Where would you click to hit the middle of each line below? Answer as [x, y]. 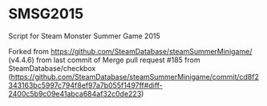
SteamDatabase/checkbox [52, 68]
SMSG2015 [46, 14]
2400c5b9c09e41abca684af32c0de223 [75, 93]
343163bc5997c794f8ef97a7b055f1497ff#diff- [85, 85]
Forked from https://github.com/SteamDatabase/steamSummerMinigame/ [130, 51]
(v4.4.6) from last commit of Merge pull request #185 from [104, 60]
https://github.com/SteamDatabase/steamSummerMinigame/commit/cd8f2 [135, 77]
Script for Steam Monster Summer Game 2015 [84, 36]
